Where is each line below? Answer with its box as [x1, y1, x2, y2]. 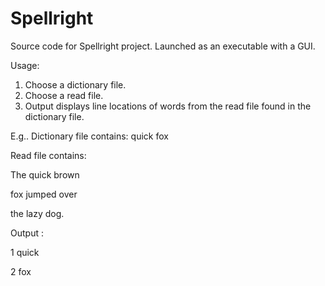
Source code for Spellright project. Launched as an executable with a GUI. [10, 40, 316, 52]
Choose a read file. [24, 89, 104, 101]
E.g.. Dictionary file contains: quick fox [10, 130, 169, 142]
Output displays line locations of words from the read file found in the [24, 100, 312, 112]
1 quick [10, 246, 40, 258]
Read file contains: [10, 149, 87, 161]
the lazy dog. [10, 207, 65, 219]
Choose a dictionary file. [24, 78, 127, 91]
